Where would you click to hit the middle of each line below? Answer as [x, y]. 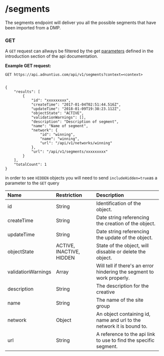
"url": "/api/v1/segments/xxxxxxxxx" [70, 152]
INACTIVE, [68, 252]
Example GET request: [28, 66]
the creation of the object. [126, 223]
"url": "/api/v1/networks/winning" [76, 143]
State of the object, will [122, 245]
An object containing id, [123, 314]
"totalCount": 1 [31, 165]
